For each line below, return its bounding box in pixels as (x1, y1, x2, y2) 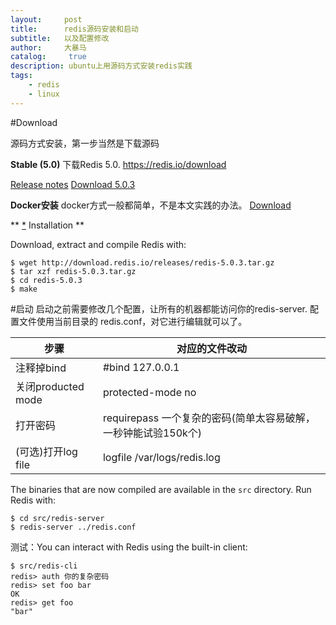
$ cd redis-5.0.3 (10, 275, 83, 285)
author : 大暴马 (10, 42, 87, 53)
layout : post (10, 14, 83, 25)
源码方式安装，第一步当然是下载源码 (10, 137, 160, 149)
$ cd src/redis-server (10, 513, 105, 523)
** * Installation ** (10, 219, 85, 231)
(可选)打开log (15, 444, 78, 458)
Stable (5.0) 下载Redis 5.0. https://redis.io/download (10, 158, 227, 170)
